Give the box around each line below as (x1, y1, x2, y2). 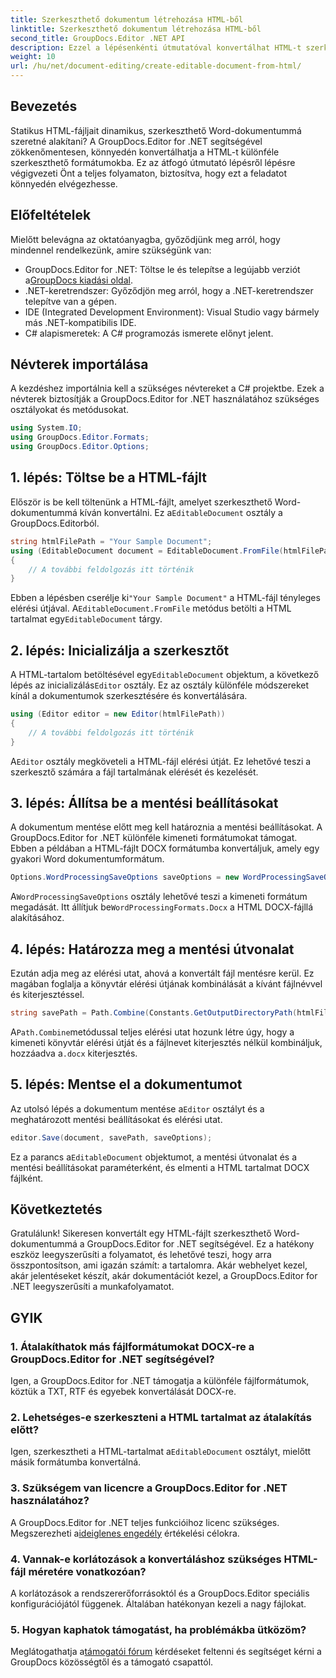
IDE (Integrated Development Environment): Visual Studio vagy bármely (24, 306, 320, 318)
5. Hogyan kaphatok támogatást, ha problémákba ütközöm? (10, 1622, 307, 1636)
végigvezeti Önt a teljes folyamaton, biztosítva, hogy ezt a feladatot (10, 167, 288, 179)
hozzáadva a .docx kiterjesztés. (10, 1047, 138, 1059)
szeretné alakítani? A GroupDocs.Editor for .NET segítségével (10, 135, 263, 147)
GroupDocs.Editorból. (10, 517, 100, 529)
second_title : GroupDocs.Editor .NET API (10, 33, 186, 43)
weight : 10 (10, 52, 56, 62)
